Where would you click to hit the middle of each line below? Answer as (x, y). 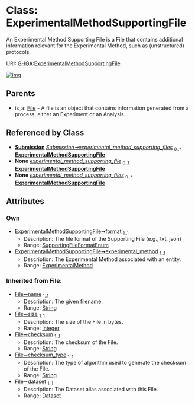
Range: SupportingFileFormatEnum (66, 245)
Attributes (25, 201)
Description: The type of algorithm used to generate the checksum (105, 362)
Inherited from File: (34, 281)
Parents (21, 93)
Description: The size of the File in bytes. (73, 322)
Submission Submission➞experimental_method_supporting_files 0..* (98, 148)
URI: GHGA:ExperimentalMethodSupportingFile (63, 63)
